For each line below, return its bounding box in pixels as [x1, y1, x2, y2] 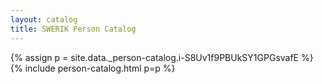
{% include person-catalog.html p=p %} [10, 62, 176, 74]
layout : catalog [10, 14, 78, 25]
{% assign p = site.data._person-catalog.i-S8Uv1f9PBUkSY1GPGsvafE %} [10, 51, 314, 63]
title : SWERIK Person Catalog [10, 24, 137, 34]
